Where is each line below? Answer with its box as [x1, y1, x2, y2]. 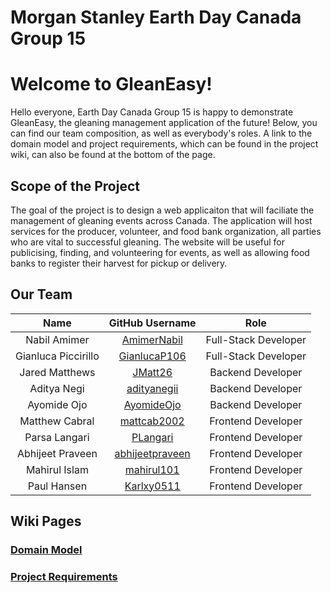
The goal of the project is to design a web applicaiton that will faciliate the [10, 204, 315, 216]
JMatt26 [132, 365, 173, 379]
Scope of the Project [10, 177, 140, 195]
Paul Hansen [27, 479, 88, 493]
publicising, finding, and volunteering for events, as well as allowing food [10, 246, 310, 258]
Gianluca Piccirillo [15, 349, 100, 363]
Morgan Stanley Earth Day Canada [10, 6, 302, 29]
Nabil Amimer [25, 332, 90, 346]
